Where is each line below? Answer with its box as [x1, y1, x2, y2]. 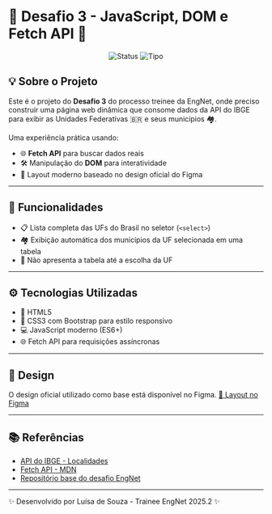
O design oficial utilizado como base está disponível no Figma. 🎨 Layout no [8, 390, 259, 400]
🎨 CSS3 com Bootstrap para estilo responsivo [19, 316, 172, 326]
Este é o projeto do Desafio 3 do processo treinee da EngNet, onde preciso [8, 96, 260, 106]
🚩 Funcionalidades [8, 201, 104, 215]
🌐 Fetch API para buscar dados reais [19, 148, 144, 158]
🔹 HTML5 [19, 308, 53, 317]
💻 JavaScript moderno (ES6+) [19, 325, 123, 335]
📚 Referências [8, 431, 85, 444]
